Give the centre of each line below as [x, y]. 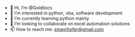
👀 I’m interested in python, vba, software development [66, 13]
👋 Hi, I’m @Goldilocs [31, 8]
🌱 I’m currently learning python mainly [49, 18]
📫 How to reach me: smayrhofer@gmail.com [57, 29]
